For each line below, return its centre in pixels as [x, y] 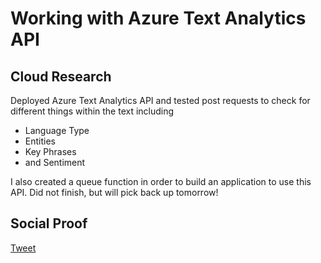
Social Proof [49, 223]
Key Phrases [50, 151]
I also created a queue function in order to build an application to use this [161, 181]
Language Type [57, 130]
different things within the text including [92, 111]
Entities [40, 141]
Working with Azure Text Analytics [158, 18]
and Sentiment [55, 162]
